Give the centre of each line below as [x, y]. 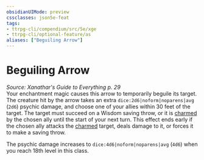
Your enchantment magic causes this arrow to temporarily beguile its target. [101, 93]
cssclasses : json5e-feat [38, 18]
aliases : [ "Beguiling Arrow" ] [45, 40]
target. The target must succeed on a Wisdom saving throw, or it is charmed [102, 113]
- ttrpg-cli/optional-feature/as [49, 35]
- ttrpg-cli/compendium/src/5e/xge [51, 29]
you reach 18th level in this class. [48, 150]
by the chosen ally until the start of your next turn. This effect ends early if [100, 119]
